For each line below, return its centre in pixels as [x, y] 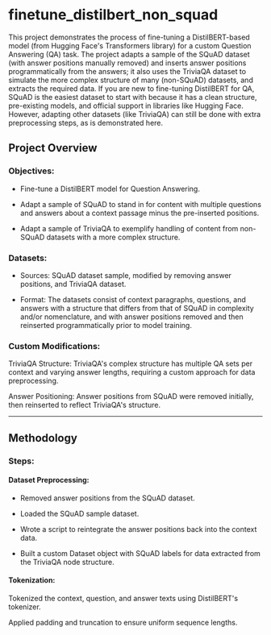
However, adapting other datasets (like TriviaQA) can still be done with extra [135, 114]
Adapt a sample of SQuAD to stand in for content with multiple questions [141, 204]
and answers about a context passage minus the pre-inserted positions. [140, 213]
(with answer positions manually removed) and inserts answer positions [127, 63]
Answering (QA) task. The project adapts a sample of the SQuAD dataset [129, 54]
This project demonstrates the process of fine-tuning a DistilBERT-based [129, 37]
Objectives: [31, 171]
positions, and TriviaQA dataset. [73, 284]
